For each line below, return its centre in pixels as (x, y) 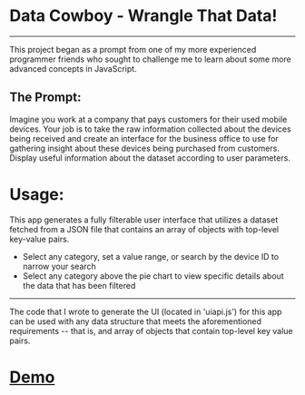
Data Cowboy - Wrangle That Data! (143, 16)
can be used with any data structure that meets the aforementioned (135, 321)
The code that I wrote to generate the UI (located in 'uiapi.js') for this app (146, 311)
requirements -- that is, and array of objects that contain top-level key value (151, 331)
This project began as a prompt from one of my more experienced (133, 49)
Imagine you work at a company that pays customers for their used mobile (148, 119)
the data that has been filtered (79, 285)
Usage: (37, 194)
